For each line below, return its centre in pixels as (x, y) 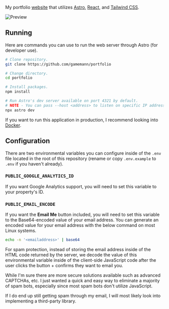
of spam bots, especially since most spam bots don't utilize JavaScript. (79, 286)
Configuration (28, 141)
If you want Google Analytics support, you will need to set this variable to (81, 186)
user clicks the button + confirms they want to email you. (64, 265)
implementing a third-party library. (41, 301)
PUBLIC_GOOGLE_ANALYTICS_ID (39, 176)
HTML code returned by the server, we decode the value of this (71, 255)
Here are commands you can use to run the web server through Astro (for (82, 45)
